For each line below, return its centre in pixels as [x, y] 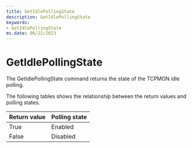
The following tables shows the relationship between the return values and [96, 96]
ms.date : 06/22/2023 [31, 33]
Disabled [63, 137]
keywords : [18, 22]
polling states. [23, 103]
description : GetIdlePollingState [48, 17]
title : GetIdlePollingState [41, 11]
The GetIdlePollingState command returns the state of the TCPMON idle [93, 79]
